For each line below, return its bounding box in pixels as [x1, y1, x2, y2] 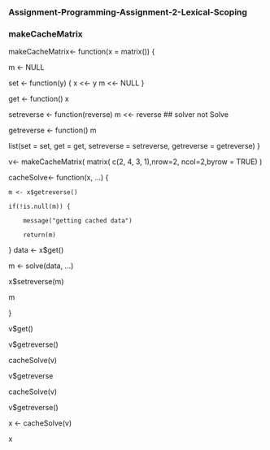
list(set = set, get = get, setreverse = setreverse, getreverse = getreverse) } [8, 141, 261, 151]
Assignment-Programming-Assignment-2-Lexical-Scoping [8, 6, 248, 18]
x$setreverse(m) [8, 277, 64, 287]
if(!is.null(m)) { [8, 202, 71, 211]
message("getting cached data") [23, 217, 133, 225]
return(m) [23, 231, 57, 240]
